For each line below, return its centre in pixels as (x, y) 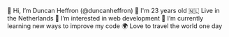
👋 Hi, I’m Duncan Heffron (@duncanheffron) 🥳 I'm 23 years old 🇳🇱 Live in (113, 11)
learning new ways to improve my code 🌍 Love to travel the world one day (115, 26)
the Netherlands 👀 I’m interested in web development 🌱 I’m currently (105, 18)
